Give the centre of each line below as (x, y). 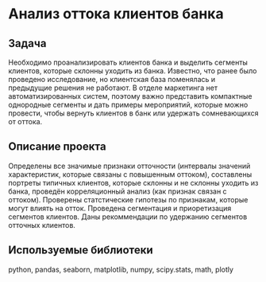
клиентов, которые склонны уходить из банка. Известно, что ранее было (133, 71)
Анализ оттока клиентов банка (116, 14)
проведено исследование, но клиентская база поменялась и (112, 79)
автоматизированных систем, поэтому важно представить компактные (130, 96)
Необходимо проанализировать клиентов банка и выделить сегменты (128, 62)
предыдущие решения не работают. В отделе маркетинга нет (113, 88)
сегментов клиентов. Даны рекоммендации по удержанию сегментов (128, 217)
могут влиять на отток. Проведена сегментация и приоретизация (120, 208)
